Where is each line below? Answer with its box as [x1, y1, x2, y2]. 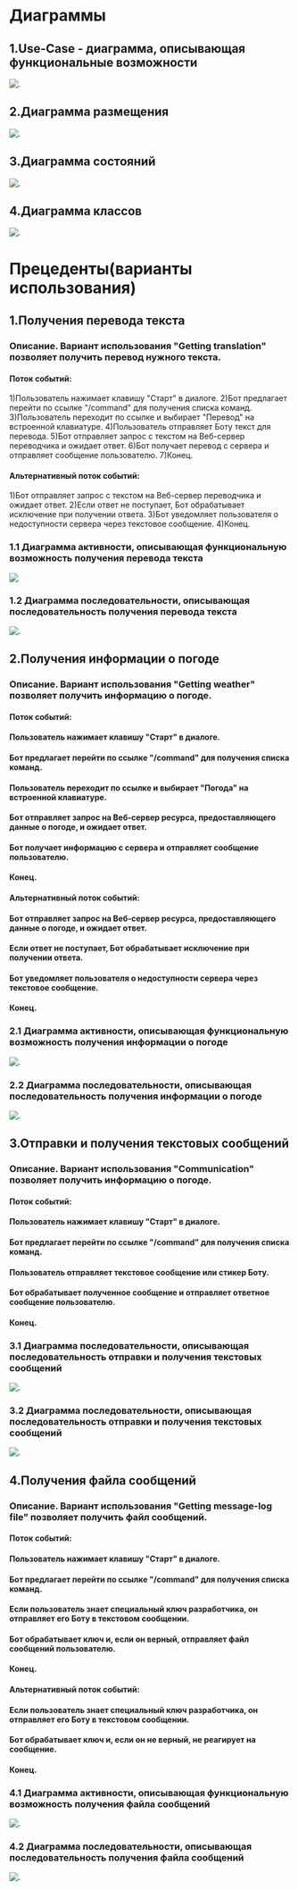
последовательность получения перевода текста [9, 605, 238, 617]
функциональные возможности [9, 54, 198, 70]
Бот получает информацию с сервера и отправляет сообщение [9, 841, 259, 853]
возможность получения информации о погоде [9, 1036, 229, 1049]
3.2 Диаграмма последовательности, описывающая [9, 1404, 252, 1417]
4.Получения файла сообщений [9, 1473, 196, 1488]
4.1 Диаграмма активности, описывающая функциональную [9, 1786, 289, 1799]
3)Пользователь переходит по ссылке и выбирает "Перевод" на [9, 412, 254, 422]
